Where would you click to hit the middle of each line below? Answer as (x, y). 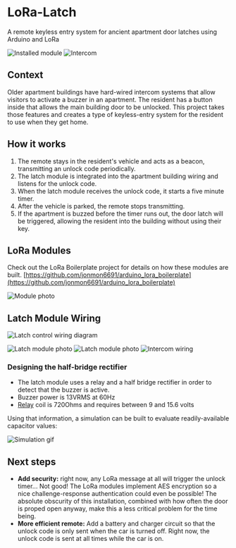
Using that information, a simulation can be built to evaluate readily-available (118, 418)
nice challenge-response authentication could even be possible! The (117, 494)
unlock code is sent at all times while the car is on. (91, 539)
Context (25, 75)
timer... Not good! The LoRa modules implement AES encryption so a (117, 486)
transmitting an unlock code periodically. (76, 168)
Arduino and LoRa (33, 39)
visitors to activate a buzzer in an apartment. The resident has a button (110, 99)
